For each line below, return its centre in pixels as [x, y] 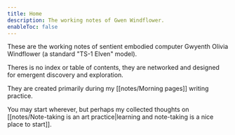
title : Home [25, 14]
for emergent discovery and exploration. [66, 75]
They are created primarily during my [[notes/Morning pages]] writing [108, 89]
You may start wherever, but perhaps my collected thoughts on [98, 110]
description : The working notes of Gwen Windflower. [86, 20]
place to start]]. [29, 125]
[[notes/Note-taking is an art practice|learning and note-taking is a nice [110, 117]
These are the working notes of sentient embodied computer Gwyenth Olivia [118, 47]
